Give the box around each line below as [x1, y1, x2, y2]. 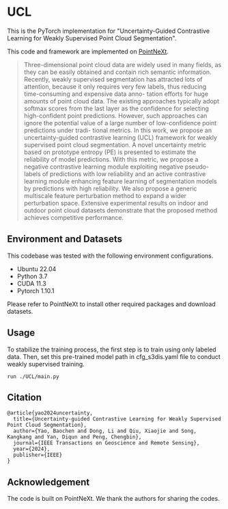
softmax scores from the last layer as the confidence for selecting [23, 104, 210, 112]
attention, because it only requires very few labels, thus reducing [23, 82, 207, 90]
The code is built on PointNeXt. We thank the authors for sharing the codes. [7, 495, 220, 503]
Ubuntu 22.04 [16, 264, 57, 273]
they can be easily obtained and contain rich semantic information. [23, 68, 212, 76]
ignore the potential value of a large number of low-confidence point [23, 119, 217, 127]
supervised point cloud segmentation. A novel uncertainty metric [23, 140, 207, 149]
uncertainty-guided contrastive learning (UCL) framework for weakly [23, 133, 217, 141]
